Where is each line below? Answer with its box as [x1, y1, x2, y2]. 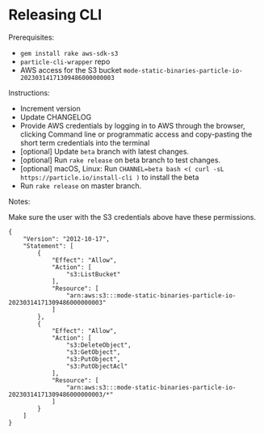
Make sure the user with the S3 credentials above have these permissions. [8, 212, 257, 221]
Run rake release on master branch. [19, 180, 142, 191]
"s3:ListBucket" [65, 270, 121, 278]
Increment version [19, 103, 81, 113]
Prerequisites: [8, 32, 55, 42]
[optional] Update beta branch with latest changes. [19, 146, 190, 156]
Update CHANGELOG [19, 112, 92, 122]
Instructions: [8, 87, 50, 98]
